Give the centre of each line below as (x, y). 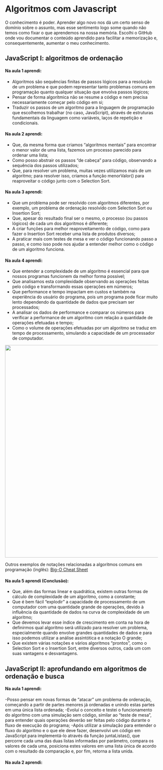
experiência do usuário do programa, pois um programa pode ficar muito (85, 297)
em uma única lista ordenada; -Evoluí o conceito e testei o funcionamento (79, 710)
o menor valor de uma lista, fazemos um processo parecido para (77, 150)
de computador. (28, 338)
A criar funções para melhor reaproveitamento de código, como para (81, 228)
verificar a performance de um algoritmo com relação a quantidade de (82, 318)
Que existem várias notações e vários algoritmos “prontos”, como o (79, 643)
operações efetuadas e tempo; (43, 323)
